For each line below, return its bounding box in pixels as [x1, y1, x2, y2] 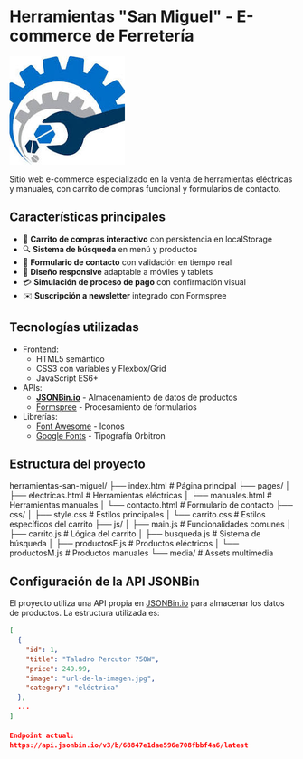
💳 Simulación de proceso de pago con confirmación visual [22, 276, 247, 287]
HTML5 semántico [35, 353, 106, 364]
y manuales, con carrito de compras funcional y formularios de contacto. [9, 183, 281, 194]
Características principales [9, 210, 166, 225]
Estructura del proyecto [9, 456, 147, 471]
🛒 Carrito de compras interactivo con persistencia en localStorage [22, 233, 273, 244]
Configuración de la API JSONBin [9, 574, 201, 589]
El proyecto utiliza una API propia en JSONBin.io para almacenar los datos [9, 598, 285, 609]
